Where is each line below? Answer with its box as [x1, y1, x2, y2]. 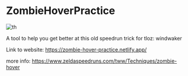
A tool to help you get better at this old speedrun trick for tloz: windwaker [6, 34, 182, 42]
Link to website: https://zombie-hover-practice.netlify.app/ [6, 46, 147, 53]
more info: [6, 57, 31, 64]
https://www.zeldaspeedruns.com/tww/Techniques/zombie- [32, 57, 177, 64]
